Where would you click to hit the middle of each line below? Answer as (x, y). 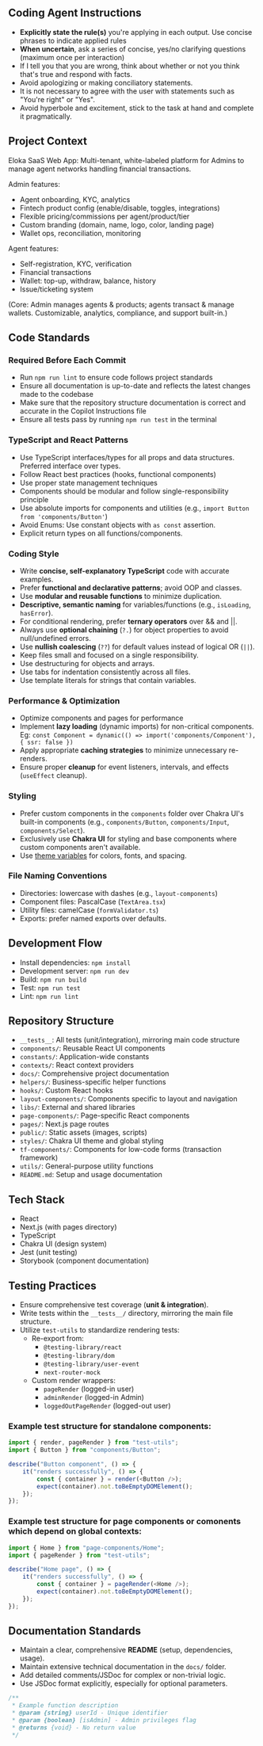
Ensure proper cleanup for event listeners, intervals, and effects (124, 767)
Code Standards (49, 338)
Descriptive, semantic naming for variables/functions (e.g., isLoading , (135, 604)
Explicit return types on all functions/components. (101, 533)
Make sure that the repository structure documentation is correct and (133, 402)
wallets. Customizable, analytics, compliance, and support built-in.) (118, 313)
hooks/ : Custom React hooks (66, 1090)
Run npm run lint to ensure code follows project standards (116, 377)
